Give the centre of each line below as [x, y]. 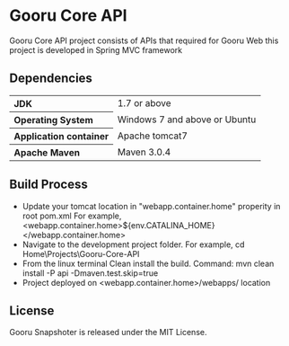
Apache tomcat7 [153, 136]
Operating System [53, 120]
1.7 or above [144, 103]
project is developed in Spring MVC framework [96, 49]
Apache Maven [47, 152]
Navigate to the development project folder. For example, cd [133, 244]
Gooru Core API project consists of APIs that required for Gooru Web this [144, 40]
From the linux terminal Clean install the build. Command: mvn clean [148, 263]
